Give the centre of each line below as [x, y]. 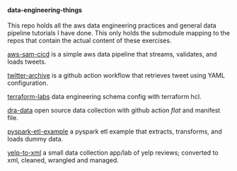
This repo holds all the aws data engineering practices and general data [112, 25]
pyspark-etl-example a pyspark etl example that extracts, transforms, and [115, 131]
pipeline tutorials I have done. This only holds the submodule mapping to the [118, 33]
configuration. [28, 83]
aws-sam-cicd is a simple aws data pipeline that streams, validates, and [112, 54]
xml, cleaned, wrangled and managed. [63, 160]
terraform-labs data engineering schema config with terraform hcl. [104, 97]
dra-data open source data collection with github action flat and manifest [114, 110]
